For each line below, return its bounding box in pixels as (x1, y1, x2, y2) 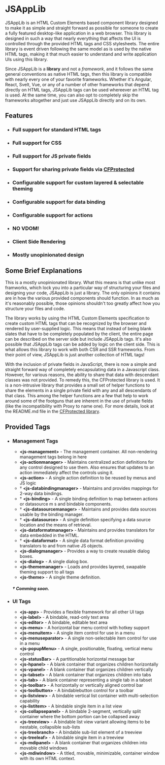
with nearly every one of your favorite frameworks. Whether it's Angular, (5, 76, 152, 82)
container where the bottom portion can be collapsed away (19, 714, 140, 720)
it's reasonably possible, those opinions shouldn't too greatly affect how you (5, 300, 160, 306)
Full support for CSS (12, 139, 62, 146)
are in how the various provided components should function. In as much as (5, 295, 159, 301)
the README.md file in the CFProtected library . (5, 409, 100, 414)
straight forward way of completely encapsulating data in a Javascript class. (5, 367, 160, 373)
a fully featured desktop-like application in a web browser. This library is (5, 30, 152, 36)
